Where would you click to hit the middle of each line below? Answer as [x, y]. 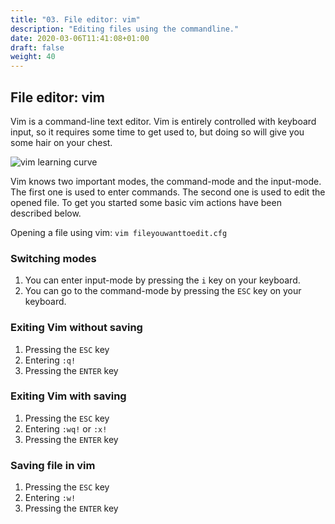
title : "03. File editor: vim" [75, 19]
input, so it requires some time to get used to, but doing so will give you [157, 132]
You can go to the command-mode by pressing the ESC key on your [163, 291]
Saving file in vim [53, 465]
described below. [46, 213]
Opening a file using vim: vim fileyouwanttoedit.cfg [119, 232]
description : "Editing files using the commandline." [125, 29]
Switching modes [53, 258]
